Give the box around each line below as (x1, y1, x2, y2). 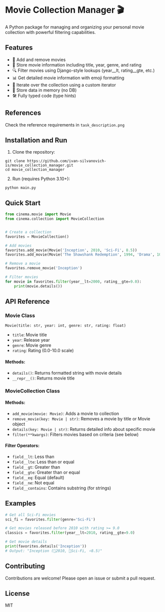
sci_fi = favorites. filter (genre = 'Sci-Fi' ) (5, 517, 96, 522)
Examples (5, 499, 36, 508)
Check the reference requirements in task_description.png (5, 122, 125, 128)
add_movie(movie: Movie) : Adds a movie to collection (12, 410, 119, 417)
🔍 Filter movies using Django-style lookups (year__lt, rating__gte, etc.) (12, 67, 155, 73)
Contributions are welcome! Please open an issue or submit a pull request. (5, 575, 156, 581)
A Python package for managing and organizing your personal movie (5, 24, 144, 30)
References (5, 109, 41, 117)
